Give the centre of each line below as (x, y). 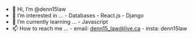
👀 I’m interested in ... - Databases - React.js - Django (78, 15)
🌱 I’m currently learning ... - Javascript (60, 22)
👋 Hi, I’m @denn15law (39, 9)
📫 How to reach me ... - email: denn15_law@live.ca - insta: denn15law (100, 28)
